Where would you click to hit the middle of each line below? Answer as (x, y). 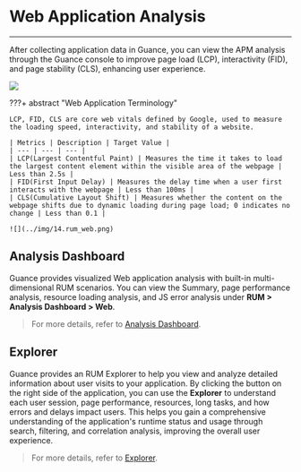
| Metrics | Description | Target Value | (90, 142)
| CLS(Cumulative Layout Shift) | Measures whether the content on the (146, 197)
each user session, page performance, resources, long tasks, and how (140, 402)
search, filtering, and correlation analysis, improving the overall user (135, 431)
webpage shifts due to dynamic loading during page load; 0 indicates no (150, 205)
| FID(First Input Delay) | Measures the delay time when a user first (146, 182)
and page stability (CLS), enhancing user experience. (107, 68)
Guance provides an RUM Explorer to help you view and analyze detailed (144, 373)
